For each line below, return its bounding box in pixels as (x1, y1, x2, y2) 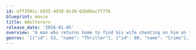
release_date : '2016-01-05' (6, 24, 75, 30)
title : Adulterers (6, 19, 51, 25)
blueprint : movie (6, 14, 48, 20)
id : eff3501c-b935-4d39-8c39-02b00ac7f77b (6, 8, 111, 14)
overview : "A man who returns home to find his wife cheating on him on (6, 30, 187, 36)
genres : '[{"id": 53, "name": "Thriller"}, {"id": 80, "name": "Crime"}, (6, 35, 190, 41)
